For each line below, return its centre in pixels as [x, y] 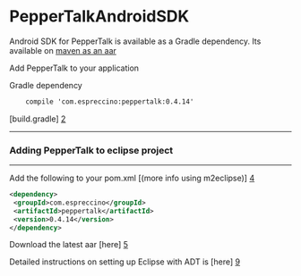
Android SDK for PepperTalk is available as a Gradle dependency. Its [135, 41]
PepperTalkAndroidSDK [99, 17]
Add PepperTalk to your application [74, 68]
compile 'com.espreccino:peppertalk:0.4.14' [110, 101]
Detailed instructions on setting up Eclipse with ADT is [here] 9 [125, 262]
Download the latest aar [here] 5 [69, 245]
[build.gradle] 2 [38, 119]
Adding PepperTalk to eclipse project [91, 150]
